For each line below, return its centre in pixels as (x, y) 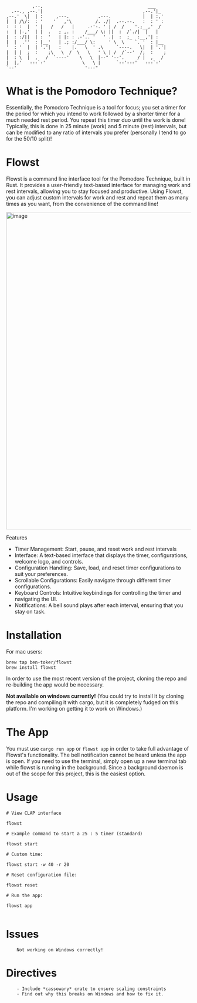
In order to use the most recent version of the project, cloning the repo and (96, 678)
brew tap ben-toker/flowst (39, 662)
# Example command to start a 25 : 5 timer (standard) (74, 834)
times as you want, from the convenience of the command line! (82, 204)
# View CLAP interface (34, 813)
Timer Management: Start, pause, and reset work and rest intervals (96, 549)
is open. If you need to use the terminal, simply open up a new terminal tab (96, 761)
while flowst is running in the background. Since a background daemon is (95, 767)
